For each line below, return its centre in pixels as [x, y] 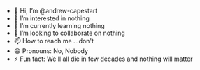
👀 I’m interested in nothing [51, 18]
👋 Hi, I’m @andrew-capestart [56, 11]
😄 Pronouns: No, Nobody [51, 51]
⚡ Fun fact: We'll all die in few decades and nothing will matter [103, 59]
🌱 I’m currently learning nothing [59, 26]
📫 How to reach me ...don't [54, 41]
